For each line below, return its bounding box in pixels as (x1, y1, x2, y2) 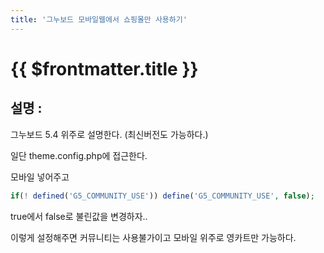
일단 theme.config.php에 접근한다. (10, 149, 148, 161)
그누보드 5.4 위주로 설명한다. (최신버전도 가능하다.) (10, 128, 209, 140)
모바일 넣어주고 (10, 171, 70, 183)
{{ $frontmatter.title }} (10, 57, 199, 80)
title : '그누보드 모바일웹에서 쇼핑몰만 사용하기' (10, 14, 188, 25)
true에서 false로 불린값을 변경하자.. (10, 210, 148, 222)
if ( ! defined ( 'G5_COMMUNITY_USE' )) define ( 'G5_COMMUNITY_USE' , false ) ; (10, 191, 315, 201)
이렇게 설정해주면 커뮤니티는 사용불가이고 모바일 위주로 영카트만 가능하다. (10, 231, 297, 243)
